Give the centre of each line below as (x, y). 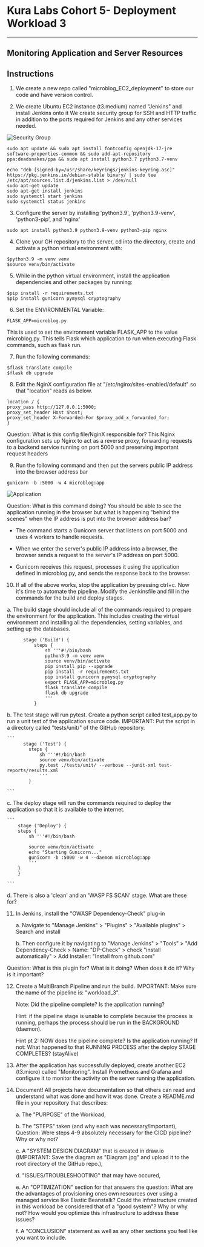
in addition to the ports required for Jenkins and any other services (99, 119)
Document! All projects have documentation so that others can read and (105, 1090)
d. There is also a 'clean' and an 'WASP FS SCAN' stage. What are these (97, 895)
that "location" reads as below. (54, 391)
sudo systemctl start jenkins (45, 197)
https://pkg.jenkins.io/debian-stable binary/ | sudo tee (81, 175)
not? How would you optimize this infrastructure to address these (97, 1213)
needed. (26, 126)
